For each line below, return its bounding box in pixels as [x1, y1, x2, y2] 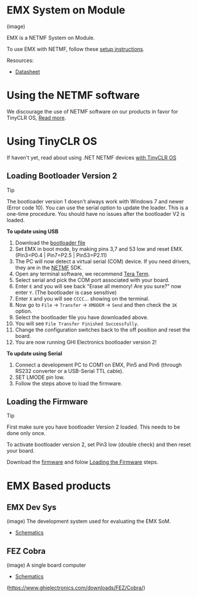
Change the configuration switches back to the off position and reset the [15, 326, 191, 333]
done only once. [6, 430, 46, 437]
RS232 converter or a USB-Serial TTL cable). [15, 367, 124, 374]
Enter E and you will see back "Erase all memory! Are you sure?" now [15, 282, 182, 289]
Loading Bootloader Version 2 [6, 171, 117, 181]
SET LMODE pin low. [15, 374, 65, 381]
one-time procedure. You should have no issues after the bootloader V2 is [6, 210, 185, 217]
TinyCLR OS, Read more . [6, 114, 67, 121]
